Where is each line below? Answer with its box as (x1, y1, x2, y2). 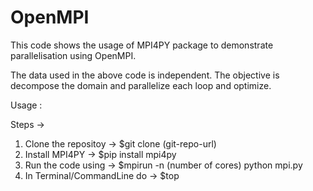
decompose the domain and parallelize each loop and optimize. (10, 79, 272, 91)
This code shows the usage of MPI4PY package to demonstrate (10, 39, 274, 51)
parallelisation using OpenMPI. (10, 49, 137, 61)
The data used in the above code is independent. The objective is (10, 69, 280, 81)
